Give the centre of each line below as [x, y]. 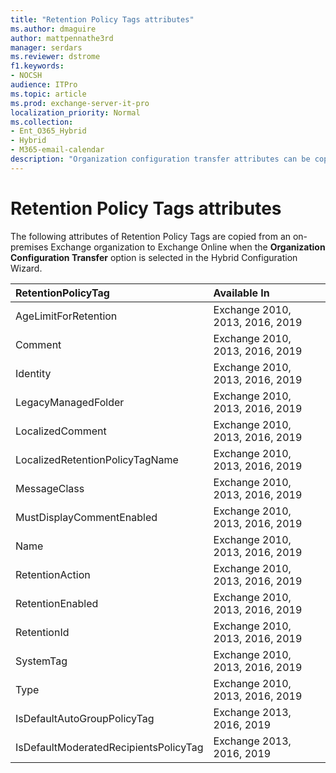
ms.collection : [42, 122]
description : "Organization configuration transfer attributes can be [160, 159]
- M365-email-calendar [57, 150]
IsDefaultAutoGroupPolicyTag [85, 718]
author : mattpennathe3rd [62, 38]
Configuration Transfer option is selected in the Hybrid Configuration [154, 257]
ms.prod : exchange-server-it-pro [80, 103]
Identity [33, 373]
